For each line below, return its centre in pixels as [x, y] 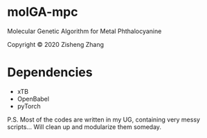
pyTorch [29, 106]
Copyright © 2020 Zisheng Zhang [56, 44]
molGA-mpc [43, 12]
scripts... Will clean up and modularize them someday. [84, 127]
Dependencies [50, 72]
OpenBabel [33, 99]
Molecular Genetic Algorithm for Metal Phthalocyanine [84, 31]
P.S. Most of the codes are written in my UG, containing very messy [104, 119]
